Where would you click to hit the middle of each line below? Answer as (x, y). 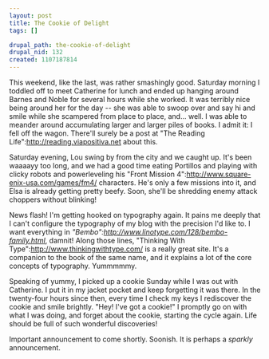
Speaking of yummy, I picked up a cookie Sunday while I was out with (124, 281)
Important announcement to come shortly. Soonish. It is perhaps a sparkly (131, 339)
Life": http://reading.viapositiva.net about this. (83, 142)
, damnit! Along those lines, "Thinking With (115, 241)
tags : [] (24, 30)
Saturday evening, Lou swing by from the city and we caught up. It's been (131, 157)
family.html (28, 241)
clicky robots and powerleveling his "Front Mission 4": (98, 174)
